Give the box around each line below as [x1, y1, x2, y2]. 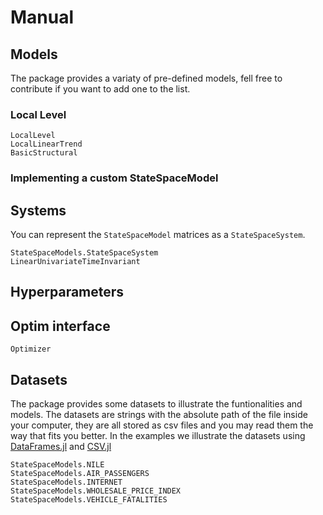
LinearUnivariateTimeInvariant [10, 257, 141, 267]
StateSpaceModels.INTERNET [10, 477, 123, 488]
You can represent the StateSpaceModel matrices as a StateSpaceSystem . [10, 229, 306, 241]
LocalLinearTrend [10, 139, 83, 150]
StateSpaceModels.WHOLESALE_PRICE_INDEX [10, 486, 182, 496]
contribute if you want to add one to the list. [10, 83, 191, 95]
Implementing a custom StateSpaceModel [10, 171, 219, 185]
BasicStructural [10, 148, 78, 158]
